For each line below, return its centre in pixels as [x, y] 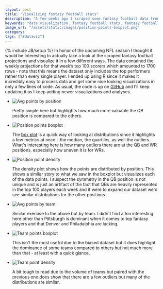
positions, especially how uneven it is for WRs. [58, 150]
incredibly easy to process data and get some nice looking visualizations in [80, 81]
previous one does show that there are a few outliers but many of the [81, 277]
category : [15, 32]
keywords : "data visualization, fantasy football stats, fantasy [72, 23]
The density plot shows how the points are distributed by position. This [83, 169]
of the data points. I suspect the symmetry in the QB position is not [79, 179]
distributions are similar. [36, 282]
